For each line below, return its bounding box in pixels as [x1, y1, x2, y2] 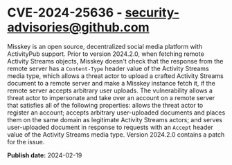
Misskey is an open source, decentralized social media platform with [7, 42, 203, 50]
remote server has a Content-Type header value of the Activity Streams [7, 64, 209, 72]
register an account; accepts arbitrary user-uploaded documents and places [7, 108, 226, 117]
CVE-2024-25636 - [7, 5, 123, 21]
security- [125, 5, 180, 21]
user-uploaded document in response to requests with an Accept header [7, 123, 213, 131]
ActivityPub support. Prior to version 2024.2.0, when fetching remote [7, 50, 204, 58]
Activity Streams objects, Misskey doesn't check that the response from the [7, 57, 224, 65]
